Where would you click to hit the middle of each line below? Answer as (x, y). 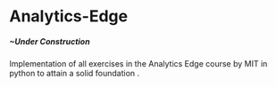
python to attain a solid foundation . (75, 74)
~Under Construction (50, 41)
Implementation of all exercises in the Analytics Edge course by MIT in (138, 64)
